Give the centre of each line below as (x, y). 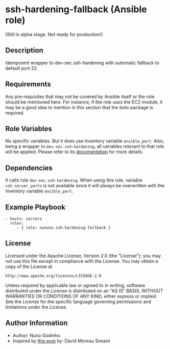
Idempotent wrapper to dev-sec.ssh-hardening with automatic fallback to (82, 63)
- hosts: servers (24, 219)
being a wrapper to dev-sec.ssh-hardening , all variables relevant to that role (85, 146)
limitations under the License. (36, 307)
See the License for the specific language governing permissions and (78, 302)
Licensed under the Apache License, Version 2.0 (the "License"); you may (83, 256)
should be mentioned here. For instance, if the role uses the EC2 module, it (84, 102)
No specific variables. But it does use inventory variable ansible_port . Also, (85, 141)
